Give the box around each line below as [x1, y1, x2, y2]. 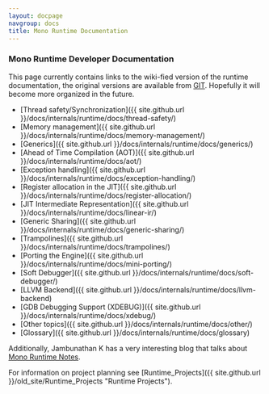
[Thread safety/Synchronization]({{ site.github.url [19, 104, 185, 114]
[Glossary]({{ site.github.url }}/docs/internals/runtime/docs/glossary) [19, 328, 250, 337]
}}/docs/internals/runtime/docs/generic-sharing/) [19, 224, 185, 234]
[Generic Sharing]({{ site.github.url [19, 216, 136, 226]
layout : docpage [8, 11, 63, 20]
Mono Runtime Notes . [8, 352, 81, 362]
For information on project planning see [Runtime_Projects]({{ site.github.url [8, 367, 261, 377]
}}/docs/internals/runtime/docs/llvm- [132, 284, 256, 295]
